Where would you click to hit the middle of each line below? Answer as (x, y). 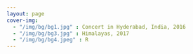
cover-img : (22, 20)
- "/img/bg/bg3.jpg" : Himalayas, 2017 (71, 33)
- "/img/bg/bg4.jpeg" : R (51, 40)
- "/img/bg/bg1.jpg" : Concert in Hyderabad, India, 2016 (100, 27)
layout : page (26, 14)
